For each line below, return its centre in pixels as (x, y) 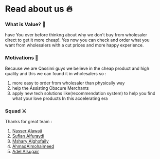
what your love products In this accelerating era (60, 98)
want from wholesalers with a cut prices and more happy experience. (75, 45)
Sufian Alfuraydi (28, 136)
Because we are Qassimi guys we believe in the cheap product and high (77, 68)
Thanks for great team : (28, 122)
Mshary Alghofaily (30, 141)
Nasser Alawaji (27, 131)
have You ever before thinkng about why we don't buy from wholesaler (76, 35)
